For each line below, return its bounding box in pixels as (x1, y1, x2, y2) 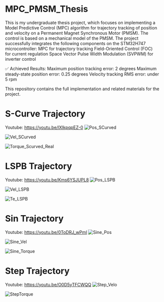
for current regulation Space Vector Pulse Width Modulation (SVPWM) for (5, 50, 154, 57)
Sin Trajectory (5, 213, 64, 224)
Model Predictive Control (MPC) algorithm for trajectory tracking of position (5, 25, 158, 30)
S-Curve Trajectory (5, 108, 86, 120)
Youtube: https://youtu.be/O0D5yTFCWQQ (5, 281, 92, 287)
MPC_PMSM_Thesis (5, 3, 88, 15)
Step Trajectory (5, 265, 70, 277)
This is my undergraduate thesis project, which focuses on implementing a (5, 20, 156, 25)
